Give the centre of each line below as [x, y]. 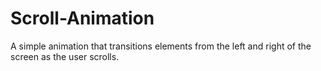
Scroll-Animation [82, 18]
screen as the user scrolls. [65, 56]
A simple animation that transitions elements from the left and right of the [161, 46]
